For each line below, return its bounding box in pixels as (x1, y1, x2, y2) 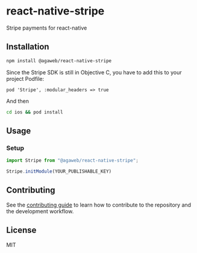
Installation (6, 42, 49, 52)
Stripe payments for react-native (6, 24, 87, 31)
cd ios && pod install (6, 109, 63, 115)
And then (6, 97, 29, 104)
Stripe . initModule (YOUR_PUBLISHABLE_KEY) (6, 168, 112, 175)
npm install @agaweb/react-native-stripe (6, 57, 112, 64)
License (6, 225, 37, 235)
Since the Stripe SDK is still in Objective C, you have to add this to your (6, 68, 182, 76)
